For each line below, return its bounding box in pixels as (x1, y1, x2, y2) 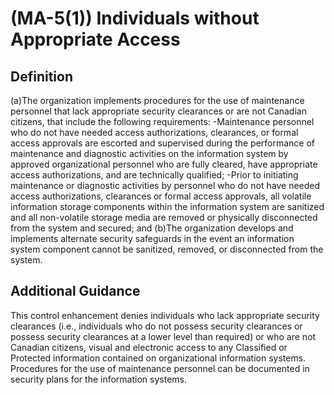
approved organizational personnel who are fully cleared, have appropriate (10, 158, 318, 170)
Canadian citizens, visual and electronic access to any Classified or (10, 341, 288, 353)
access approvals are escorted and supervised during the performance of (10, 137, 316, 149)
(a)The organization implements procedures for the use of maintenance (10, 95, 305, 106)
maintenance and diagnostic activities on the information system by (10, 148, 289, 159)
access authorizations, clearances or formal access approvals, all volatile (10, 190, 312, 202)
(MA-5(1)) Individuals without (10, 7, 260, 30)
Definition (10, 68, 73, 85)
